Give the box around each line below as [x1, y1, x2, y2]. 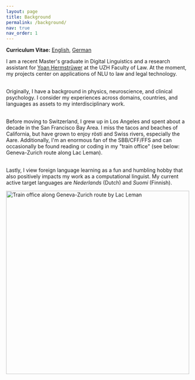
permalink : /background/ [6, 19, 67, 25]
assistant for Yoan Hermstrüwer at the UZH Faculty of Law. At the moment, [6, 64, 187, 71]
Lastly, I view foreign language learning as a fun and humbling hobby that [6, 167, 183, 174]
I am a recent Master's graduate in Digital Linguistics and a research [6, 58, 170, 65]
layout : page [6, 8, 38, 15]
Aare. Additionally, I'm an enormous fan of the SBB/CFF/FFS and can [6, 137, 172, 144]
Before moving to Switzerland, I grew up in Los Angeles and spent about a [6, 118, 185, 125]
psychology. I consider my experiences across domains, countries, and [6, 94, 178, 101]
